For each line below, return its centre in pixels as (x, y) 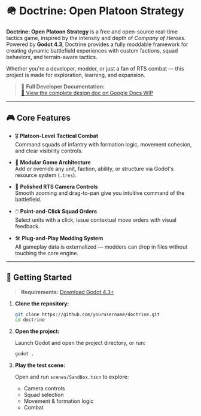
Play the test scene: (40, 365)
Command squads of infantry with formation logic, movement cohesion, (103, 144)
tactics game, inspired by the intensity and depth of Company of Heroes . (96, 38)
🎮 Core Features (38, 118)
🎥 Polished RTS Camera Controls (56, 186)
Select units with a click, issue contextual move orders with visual (95, 220)
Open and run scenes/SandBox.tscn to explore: (72, 377)
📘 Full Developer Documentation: (63, 86)
